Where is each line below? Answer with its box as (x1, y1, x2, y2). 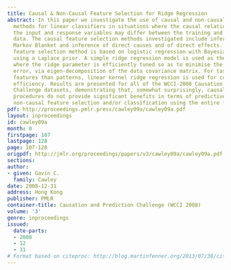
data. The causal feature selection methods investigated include (13, 36, 208, 43)
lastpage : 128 (7, 138, 48, 145)
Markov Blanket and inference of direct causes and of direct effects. (13, 42, 223, 49)
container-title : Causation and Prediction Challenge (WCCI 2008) (7, 202, 201, 209)
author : (7, 163, 30, 170)
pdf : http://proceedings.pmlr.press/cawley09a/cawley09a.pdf (7, 106, 186, 113)
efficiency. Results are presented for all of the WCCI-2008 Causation (13, 80, 223, 87)
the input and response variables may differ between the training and (13, 29, 223, 36)
